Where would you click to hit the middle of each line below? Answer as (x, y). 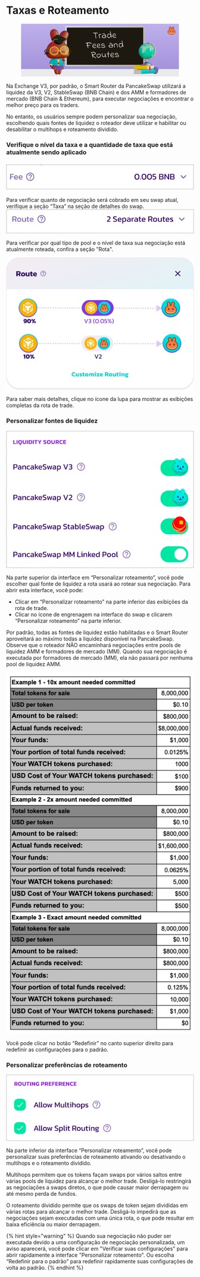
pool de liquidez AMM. (34, 664)
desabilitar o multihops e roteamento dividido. (62, 130)
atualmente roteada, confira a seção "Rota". (60, 249)
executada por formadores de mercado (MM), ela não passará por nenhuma (100, 658)
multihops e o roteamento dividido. (49, 1163)
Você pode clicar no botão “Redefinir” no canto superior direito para (90, 1043)
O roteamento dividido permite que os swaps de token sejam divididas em (97, 1205)
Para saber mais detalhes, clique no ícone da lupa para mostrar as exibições (100, 399)
